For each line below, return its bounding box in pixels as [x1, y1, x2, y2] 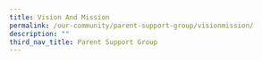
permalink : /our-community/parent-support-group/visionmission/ [9, 21, 254, 30]
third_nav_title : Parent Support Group [9, 37, 158, 47]
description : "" [9, 29, 70, 38]
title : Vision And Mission [9, 12, 110, 22]
